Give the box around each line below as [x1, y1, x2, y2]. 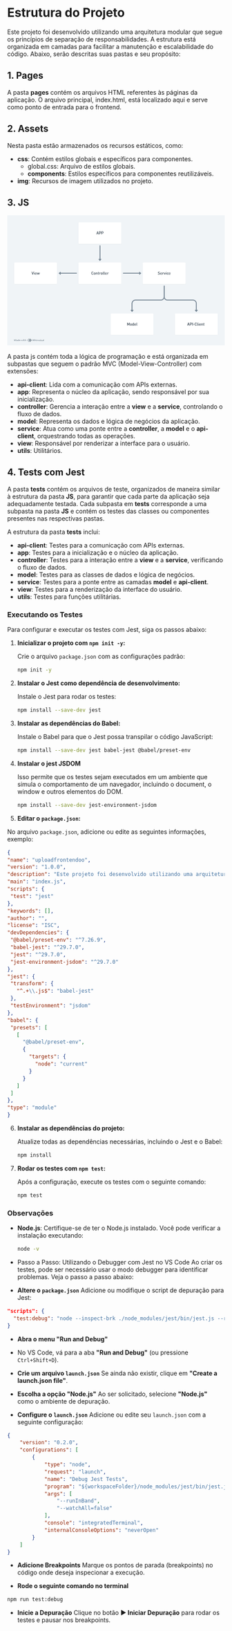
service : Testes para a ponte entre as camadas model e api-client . [17, 577, 209, 586]
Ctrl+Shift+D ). [17, 1355, 59, 1363]
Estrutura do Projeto [7, 5, 126, 21]
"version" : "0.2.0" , [19, 1439, 79, 1446]
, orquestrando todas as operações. [33, 432, 136, 440]
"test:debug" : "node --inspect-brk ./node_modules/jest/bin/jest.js [13, 1315, 215, 1322]
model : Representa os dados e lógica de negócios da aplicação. [17, 417, 200, 426]
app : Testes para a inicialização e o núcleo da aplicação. [17, 548, 179, 557]
